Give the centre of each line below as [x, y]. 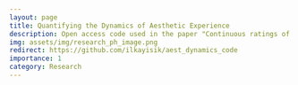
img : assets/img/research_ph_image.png [84, 42]
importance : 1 [36, 58]
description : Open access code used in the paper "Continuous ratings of [150, 34]
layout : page [34, 17]
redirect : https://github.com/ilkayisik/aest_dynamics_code [124, 50]
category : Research [46, 67]
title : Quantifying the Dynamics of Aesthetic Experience [119, 26]
